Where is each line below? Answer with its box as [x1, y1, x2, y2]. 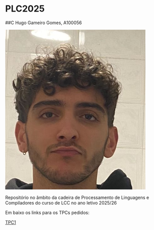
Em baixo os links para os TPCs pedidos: [5, 209, 90, 215]
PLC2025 [5, 3, 45, 15]
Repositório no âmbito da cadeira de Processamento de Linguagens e [5, 194, 149, 200]
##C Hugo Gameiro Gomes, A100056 [5, 20, 82, 26]
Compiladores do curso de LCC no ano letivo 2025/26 [5, 199, 117, 206]
